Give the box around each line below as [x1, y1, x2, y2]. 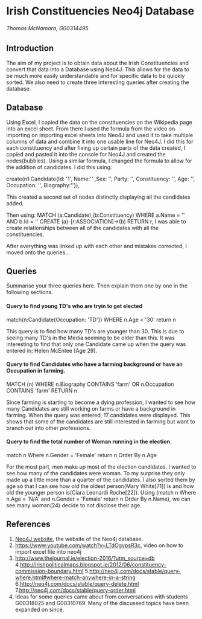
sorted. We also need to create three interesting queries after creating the [6, 79, 189, 86]
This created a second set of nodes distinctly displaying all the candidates [6, 193, 191, 200]
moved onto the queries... [6, 249, 71, 256]
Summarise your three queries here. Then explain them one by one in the [6, 282, 188, 289]
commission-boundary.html [14, 567, 84, 574]
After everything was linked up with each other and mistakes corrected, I [6, 242, 187, 249]
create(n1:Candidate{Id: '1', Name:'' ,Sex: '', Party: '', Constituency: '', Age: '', [6, 175, 195, 182]
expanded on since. [14, 606, 65, 613]
